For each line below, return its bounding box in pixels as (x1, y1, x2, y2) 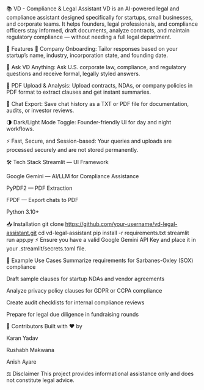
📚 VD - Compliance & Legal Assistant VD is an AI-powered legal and (6, 5, 180, 12)
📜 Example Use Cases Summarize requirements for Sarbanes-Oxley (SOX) (6, 257, 194, 264)
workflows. (6, 125, 35, 132)
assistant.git (6, 229, 37, 236)
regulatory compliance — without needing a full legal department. (6, 33, 172, 40)
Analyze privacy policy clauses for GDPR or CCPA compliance (6, 287, 162, 294)
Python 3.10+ (6, 208, 40, 216)
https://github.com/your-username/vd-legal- (65, 220, 178, 228)
